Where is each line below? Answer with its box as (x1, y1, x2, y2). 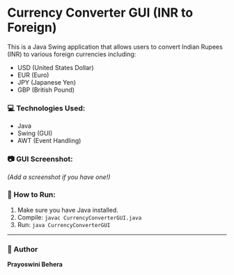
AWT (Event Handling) (17, 137, 81, 145)
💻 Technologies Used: (7, 103, 86, 112)
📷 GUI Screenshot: (7, 154, 73, 164)
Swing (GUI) (17, 129, 53, 137)
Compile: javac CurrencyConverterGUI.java (17, 213, 142, 222)
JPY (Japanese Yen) (17, 78, 77, 86)
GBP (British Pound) (17, 85, 75, 94)
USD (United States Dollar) (17, 63, 94, 72)
